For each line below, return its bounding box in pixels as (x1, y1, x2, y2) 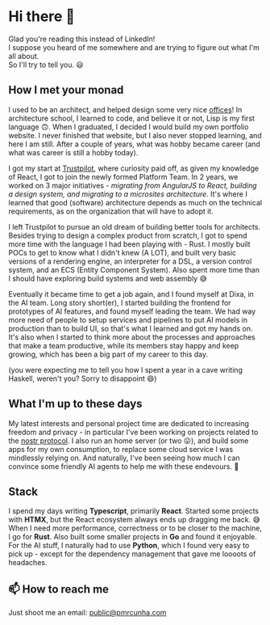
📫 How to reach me (8, 582, 110, 596)
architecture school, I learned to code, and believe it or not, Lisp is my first (8, 113, 255, 123)
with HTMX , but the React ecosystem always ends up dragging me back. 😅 (8, 515, 260, 525)
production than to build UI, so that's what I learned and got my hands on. (8, 323, 253, 333)
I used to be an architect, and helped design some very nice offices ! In (8, 104, 243, 114)
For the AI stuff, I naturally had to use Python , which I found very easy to (8, 541, 250, 551)
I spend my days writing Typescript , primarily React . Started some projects (8, 506, 260, 516)
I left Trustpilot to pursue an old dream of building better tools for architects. (8, 222, 260, 231)
